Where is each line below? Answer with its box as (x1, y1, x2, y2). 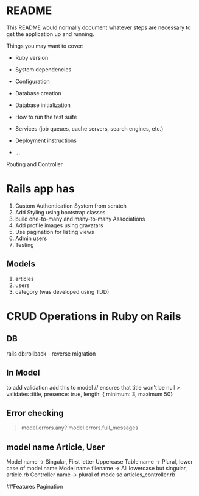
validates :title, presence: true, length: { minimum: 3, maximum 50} (6, 390, 173, 398)
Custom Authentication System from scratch (15, 202, 127, 210)
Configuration (15, 78, 50, 85)
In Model (6, 368, 40, 378)
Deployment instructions (15, 137, 77, 144)
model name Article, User (6, 442, 105, 452)
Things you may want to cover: (6, 42, 84, 49)
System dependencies (15, 65, 72, 73)
